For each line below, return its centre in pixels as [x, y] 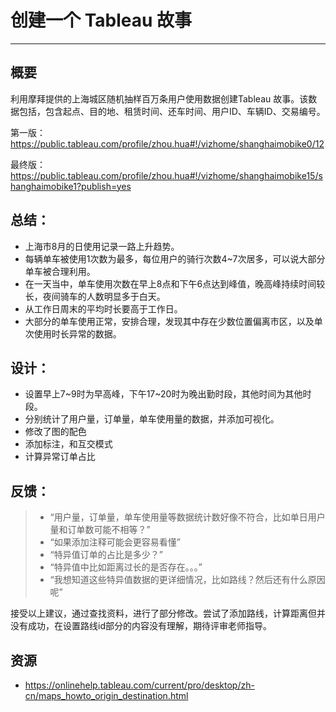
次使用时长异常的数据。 [73, 333]
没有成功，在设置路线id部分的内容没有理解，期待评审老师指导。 [141, 626]
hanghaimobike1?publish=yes [71, 186]
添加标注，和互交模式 [68, 444]
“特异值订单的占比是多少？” [106, 555]
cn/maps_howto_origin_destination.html [106, 695]
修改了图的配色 [55, 432]
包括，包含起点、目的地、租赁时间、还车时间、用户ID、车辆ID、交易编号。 [172, 111]
